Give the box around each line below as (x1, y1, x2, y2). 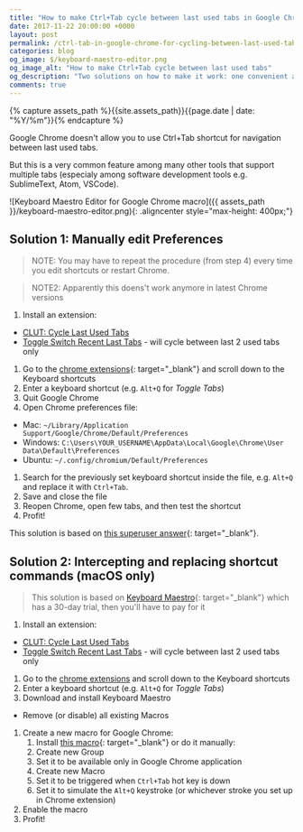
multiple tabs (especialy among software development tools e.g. (9, 169, 248, 180)
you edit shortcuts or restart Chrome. (31, 265, 170, 276)
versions (31, 292, 64, 303)
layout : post (9, 30, 59, 39)
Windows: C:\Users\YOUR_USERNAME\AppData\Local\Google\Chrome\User (22, 437, 284, 448)
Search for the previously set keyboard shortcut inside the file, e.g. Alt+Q (22, 472, 293, 483)
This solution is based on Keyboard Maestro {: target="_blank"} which (31, 592, 290, 603)
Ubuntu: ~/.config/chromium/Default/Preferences (22, 455, 209, 466)
